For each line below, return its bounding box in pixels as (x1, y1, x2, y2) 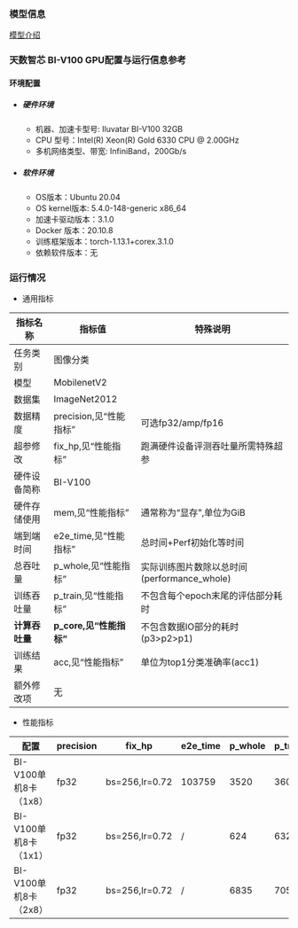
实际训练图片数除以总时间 (140, 561, 248, 573)
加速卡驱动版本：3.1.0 (35, 214, 114, 224)
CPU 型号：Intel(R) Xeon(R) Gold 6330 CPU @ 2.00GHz (35, 135, 239, 145)
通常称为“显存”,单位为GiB (140, 507, 246, 519)
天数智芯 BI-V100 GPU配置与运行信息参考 (9, 54, 186, 66)
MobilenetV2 (53, 377, 108, 389)
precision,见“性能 (53, 410, 126, 423)
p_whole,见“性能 (53, 560, 122, 573)
